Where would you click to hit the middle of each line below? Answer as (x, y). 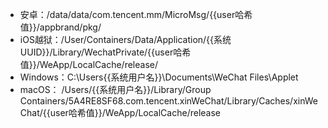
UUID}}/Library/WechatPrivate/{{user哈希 (105, 52)
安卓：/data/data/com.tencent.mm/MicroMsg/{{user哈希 (136, 14)
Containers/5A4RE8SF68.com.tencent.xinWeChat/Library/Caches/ (156, 101)
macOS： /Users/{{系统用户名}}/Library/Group (115, 89)
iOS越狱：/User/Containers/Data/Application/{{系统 (125, 39)
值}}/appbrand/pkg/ (60, 27)
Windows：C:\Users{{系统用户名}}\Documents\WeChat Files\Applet (159, 77)
